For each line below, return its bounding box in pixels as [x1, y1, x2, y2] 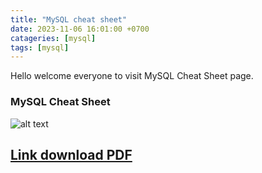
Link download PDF [10, 146, 133, 163]
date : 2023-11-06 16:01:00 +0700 [10, 24, 150, 34]
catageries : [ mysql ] [10, 33, 97, 43]
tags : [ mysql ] [10, 42, 70, 53]
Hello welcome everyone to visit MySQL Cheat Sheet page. [10, 70, 254, 82]
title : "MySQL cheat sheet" [10, 14, 128, 25]
